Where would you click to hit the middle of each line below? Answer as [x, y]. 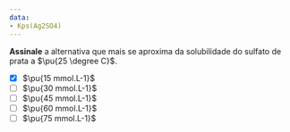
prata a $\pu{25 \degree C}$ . [64, 61]
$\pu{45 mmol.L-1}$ [60, 98]
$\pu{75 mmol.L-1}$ [59, 118]
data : [19, 17]
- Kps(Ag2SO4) [36, 26]
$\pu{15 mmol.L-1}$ [59, 78]
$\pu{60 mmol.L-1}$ [60, 108]
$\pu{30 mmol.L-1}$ [60, 88]
